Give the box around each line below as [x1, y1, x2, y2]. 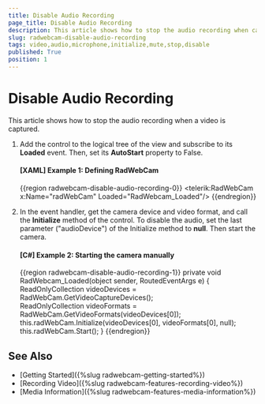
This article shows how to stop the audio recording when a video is [8, 115, 226, 125]
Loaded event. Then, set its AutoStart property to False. [19, 148, 203, 157]
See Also [8, 349, 53, 363]
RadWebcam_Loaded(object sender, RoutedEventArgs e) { [19, 276, 210, 286]
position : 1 [8, 56, 47, 64]
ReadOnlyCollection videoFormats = [19, 301, 137, 311]
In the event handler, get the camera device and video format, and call [19, 207, 248, 217]
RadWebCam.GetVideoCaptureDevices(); [19, 293, 154, 302]
